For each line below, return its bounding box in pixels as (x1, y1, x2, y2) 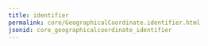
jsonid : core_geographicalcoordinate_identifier (8, 26, 172, 34)
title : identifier (8, 11, 69, 19)
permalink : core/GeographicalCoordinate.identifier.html (8, 19, 201, 27)
